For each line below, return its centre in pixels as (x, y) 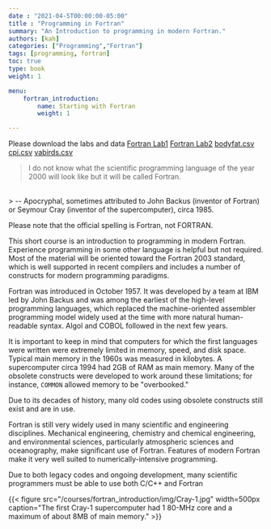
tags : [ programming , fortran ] (59, 54)
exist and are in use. (42, 409)
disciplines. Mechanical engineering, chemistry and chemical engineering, (132, 433)
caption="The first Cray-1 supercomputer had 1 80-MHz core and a (121, 508)
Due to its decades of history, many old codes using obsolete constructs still (135, 400)
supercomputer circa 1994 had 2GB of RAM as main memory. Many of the (131, 368)
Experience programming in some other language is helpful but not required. (136, 250)
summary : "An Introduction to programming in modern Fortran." (117, 31)
